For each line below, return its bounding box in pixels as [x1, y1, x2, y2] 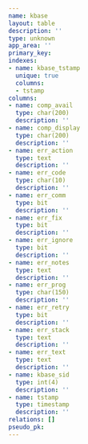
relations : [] [8, 416, 56, 424]
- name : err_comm [8, 191, 66, 199]
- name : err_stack [8, 326, 70, 334]
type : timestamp [15, 401, 70, 409]
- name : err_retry [8, 303, 70, 311]
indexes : [8, 57, 38, 65]
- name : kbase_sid [8, 371, 70, 379]
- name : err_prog [8, 281, 66, 290]
